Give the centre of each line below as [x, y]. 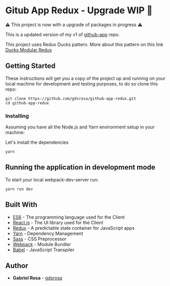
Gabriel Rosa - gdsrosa [37, 278]
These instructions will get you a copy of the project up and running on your [85, 78]
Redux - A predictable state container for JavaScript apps [73, 228]
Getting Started [30, 66]
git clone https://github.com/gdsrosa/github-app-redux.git [71, 98]
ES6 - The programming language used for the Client [69, 217]
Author [17, 266]
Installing [17, 116]
